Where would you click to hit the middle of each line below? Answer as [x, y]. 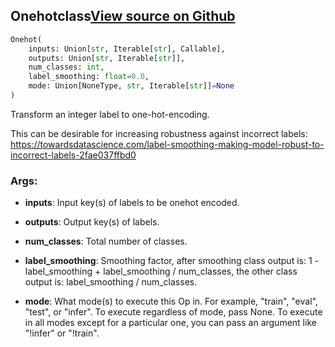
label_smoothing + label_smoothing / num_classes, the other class [161, 271]
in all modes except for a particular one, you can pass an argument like [170, 323]
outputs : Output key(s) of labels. [92, 222]
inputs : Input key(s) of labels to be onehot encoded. [132, 203]
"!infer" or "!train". [62, 333]
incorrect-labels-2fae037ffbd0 [73, 155]
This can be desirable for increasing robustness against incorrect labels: [159, 133]
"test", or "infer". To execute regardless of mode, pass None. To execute [173, 312]
